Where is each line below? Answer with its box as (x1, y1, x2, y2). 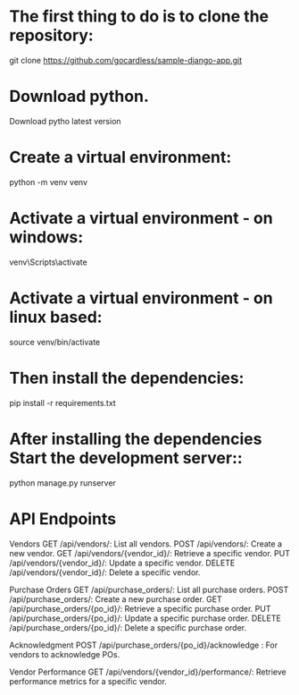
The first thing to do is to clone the (9, 6, 270, 27)
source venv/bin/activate (9, 336, 101, 347)
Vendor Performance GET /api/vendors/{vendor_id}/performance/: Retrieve (9, 666, 287, 677)
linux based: (9, 307, 103, 327)
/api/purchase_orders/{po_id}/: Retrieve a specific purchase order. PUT (9, 603, 271, 614)
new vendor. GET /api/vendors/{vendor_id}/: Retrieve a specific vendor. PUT (9, 547, 290, 558)
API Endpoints (9, 508, 117, 529)
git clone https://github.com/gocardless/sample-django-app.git (9, 55, 243, 65)
